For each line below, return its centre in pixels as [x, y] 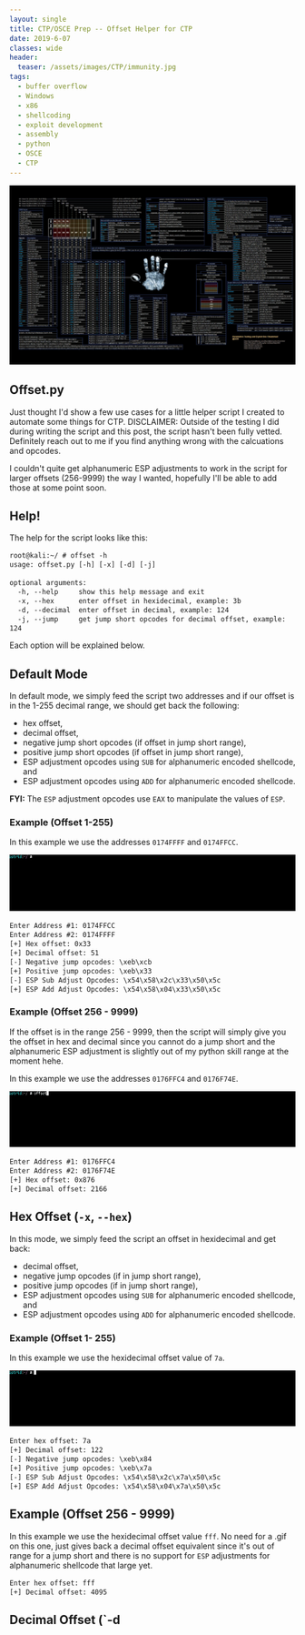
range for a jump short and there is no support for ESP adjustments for [140, 1555]
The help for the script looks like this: [79, 538]
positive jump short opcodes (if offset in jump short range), [133, 752]
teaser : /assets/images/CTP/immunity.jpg [97, 67]
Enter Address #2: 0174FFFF [63, 934]
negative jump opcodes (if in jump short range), [112, 1276]
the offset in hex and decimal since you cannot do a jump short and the [143, 1041]
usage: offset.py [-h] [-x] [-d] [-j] [83, 565]
